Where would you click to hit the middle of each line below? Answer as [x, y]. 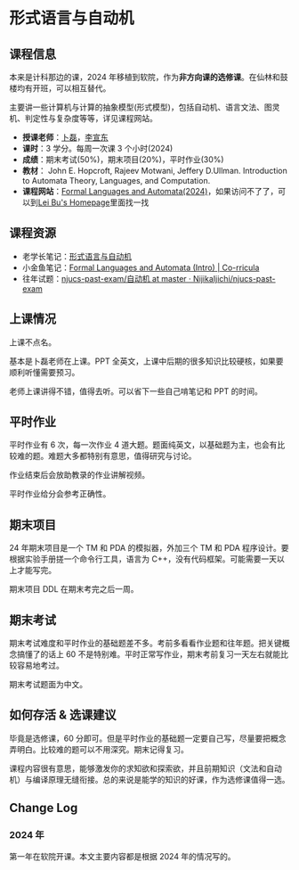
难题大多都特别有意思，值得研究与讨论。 [122, 456]
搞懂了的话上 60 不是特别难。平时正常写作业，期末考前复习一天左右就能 [149, 654]
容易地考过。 [40, 666]
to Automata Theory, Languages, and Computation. [116, 181]
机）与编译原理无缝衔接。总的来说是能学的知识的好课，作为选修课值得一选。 [149, 779]
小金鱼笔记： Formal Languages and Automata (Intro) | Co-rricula [141, 267]
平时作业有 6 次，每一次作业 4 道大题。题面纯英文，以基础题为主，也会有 [143, 445]
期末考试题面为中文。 [48, 685]
